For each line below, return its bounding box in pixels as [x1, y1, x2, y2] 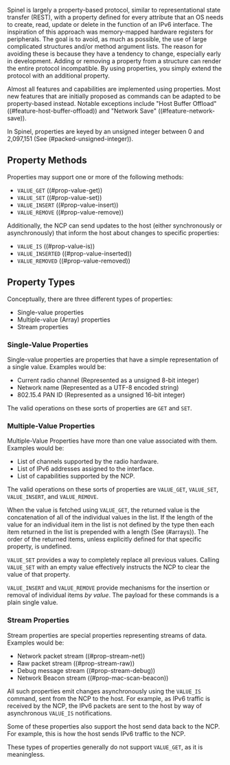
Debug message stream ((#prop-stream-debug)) [16, 666, 156, 674]
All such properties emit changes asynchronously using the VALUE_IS [7, 687, 201, 695]
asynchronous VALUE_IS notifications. [7, 709, 112, 717]
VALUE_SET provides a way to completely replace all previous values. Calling [7, 556, 220, 564]
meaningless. [7, 750, 45, 758]
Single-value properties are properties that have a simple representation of [7, 355, 219, 364]
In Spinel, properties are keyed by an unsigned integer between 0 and [7, 127, 205, 135]
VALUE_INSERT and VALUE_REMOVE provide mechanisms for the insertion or [7, 584, 210, 592]
